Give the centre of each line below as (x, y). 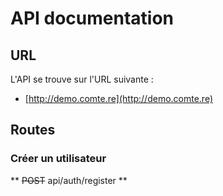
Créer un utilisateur (58, 159)
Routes (33, 130)
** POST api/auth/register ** (69, 180)
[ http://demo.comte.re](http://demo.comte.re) (119, 98)
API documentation (92, 18)
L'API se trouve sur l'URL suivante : (82, 79)
